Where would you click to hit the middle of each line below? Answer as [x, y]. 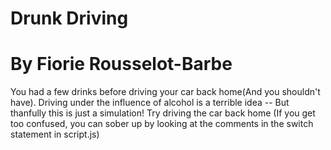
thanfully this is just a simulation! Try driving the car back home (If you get [163, 113]
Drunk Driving [69, 18]
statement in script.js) [55, 134]
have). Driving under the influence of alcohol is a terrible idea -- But [150, 103]
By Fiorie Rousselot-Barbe [121, 64]
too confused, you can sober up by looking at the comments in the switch [162, 124]
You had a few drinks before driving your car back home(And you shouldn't [165, 92]
